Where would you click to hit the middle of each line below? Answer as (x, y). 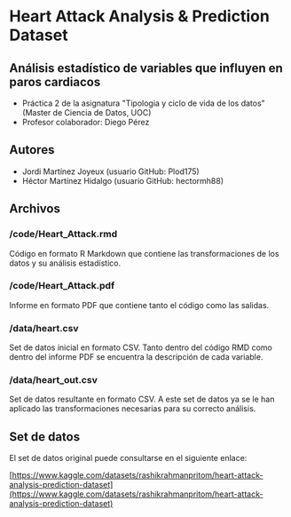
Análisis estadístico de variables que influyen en (146, 68)
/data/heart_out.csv (53, 380)
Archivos (35, 209)
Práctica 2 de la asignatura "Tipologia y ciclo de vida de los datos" (144, 103)
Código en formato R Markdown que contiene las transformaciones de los (144, 253)
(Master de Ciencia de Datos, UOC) (87, 112)
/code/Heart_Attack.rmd (63, 235)
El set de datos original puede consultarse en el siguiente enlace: (128, 458)
